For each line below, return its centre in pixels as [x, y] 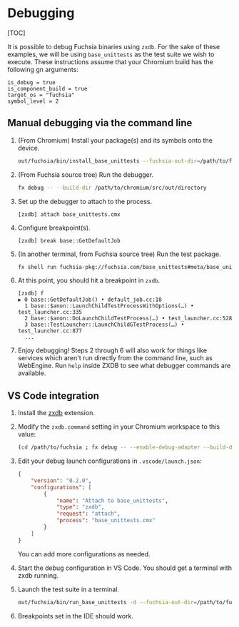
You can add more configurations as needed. [84, 554]
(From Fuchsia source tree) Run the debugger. [86, 174]
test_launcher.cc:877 [50, 331]
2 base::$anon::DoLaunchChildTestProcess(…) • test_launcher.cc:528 [128, 319]
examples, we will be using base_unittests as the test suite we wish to [111, 54]
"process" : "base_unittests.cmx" [106, 521]
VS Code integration [54, 396]
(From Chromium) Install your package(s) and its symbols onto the [115, 140]
